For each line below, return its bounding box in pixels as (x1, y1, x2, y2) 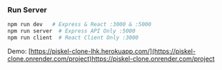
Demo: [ (7, 47, 31, 55)
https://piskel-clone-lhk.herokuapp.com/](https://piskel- (31, 47, 196, 55)
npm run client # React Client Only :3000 (7, 34, 139, 42)
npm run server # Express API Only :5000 (7, 28, 136, 35)
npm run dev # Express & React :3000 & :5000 (7, 21, 152, 28)
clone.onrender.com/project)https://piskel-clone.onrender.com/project (7, 54, 216, 63)
